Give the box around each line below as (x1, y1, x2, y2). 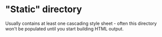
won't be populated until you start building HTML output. (5, 25, 124, 31)
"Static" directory (5, 4, 82, 15)
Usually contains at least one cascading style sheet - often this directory (5, 20, 157, 26)
